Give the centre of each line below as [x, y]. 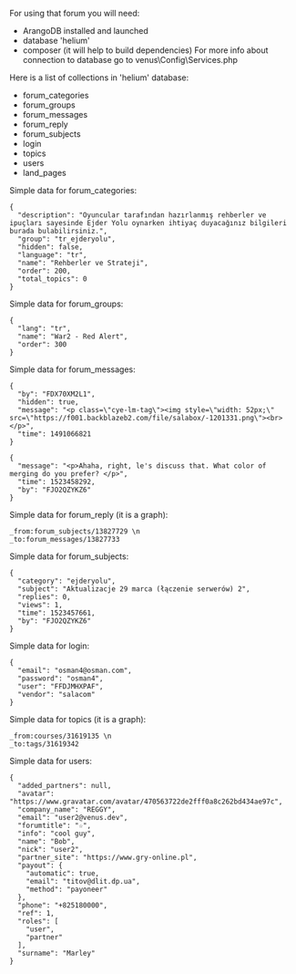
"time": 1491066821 [55, 434]
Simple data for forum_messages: [73, 369]
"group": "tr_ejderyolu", [67, 239]
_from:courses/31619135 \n [61, 736]
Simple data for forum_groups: [66, 304]
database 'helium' [56, 41]
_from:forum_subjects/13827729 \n [75, 532]
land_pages [44, 173]
